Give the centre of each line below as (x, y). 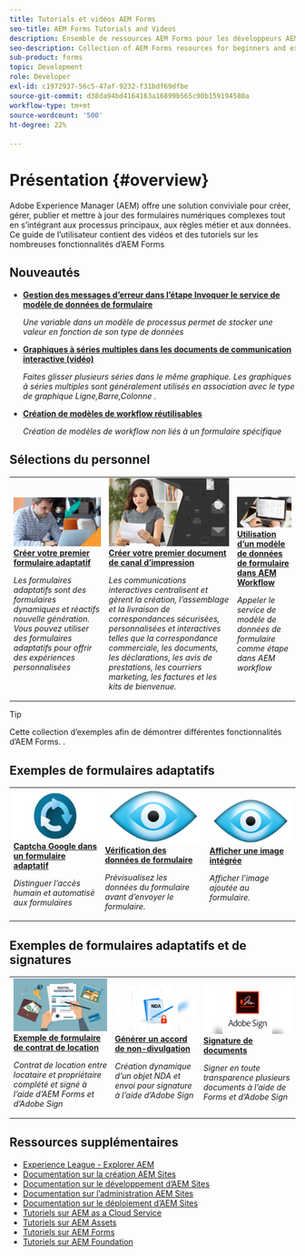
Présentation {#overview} (109, 181)
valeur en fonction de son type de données (103, 331)
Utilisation (257, 534)
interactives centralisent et (158, 589)
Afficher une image (246, 850)
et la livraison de (139, 608)
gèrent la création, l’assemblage (169, 599)
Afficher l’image (239, 878)
